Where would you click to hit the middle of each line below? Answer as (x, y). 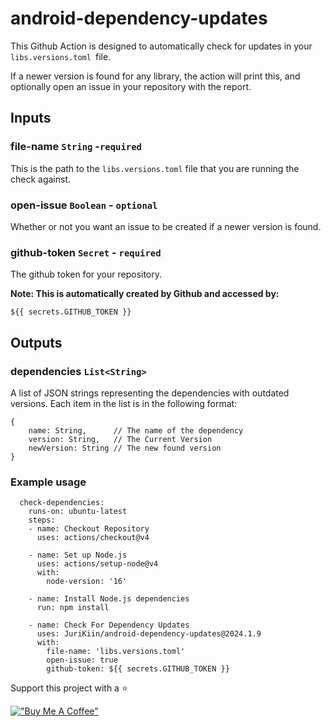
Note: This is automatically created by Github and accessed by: (145, 294)
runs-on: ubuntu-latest (78, 512)
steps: (42, 520)
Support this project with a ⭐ (69, 688)
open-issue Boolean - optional (84, 205)
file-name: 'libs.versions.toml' (116, 652)
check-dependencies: (62, 503)
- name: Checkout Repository (89, 529)
